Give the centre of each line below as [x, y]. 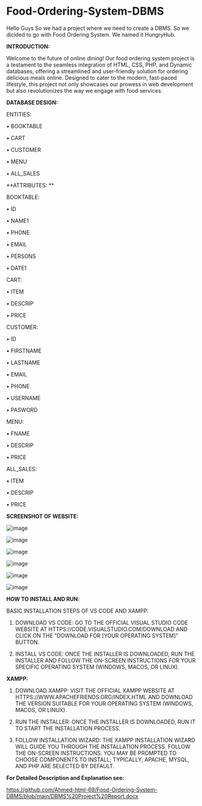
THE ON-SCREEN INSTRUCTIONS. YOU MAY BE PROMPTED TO [96, 753]
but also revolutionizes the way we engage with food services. [85, 90]
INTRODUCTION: [28, 46]
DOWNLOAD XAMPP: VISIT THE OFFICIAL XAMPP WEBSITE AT [95, 690]
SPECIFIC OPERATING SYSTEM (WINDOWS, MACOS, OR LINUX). [97, 667]
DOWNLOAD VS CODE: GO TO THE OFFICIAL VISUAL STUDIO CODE [102, 622]
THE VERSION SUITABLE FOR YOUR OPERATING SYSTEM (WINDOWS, [104, 703]
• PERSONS [21, 256]
